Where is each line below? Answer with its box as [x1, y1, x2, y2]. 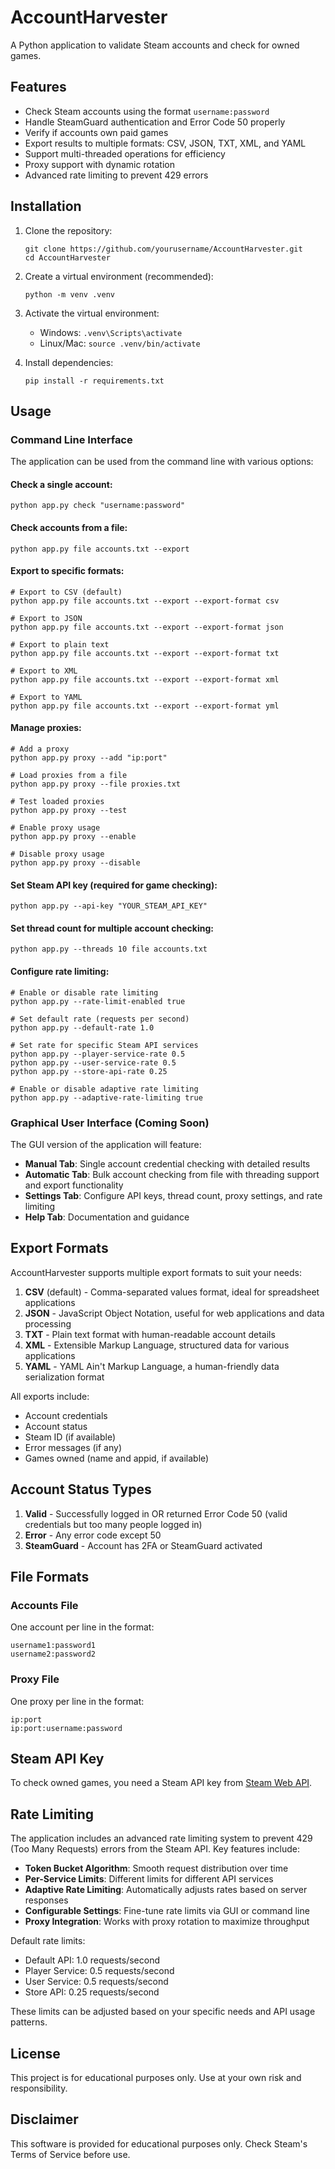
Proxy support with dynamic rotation [24, 158, 175, 170]
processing [24, 1317, 72, 1330]
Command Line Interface [10, 432, 133, 446]
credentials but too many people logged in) [24, 1518, 203, 1530]
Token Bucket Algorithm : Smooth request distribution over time [24, 1862, 289, 1875]
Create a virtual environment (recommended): [24, 270, 214, 282]
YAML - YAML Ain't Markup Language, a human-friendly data [24, 1360, 280, 1372]
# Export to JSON [10, 613, 83, 623]
